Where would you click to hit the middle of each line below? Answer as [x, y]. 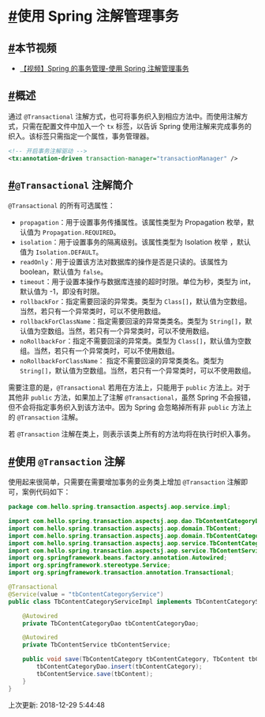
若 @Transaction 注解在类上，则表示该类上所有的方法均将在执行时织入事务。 [131, 434]
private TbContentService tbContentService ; [97, 645]
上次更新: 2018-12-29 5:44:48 [56, 704]
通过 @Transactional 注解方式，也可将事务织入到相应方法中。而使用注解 [125, 116]
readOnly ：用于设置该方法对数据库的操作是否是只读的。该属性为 [124, 262]
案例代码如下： [46, 492]
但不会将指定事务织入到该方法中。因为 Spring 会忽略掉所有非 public [119, 408]
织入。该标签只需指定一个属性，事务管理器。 [81, 136]
